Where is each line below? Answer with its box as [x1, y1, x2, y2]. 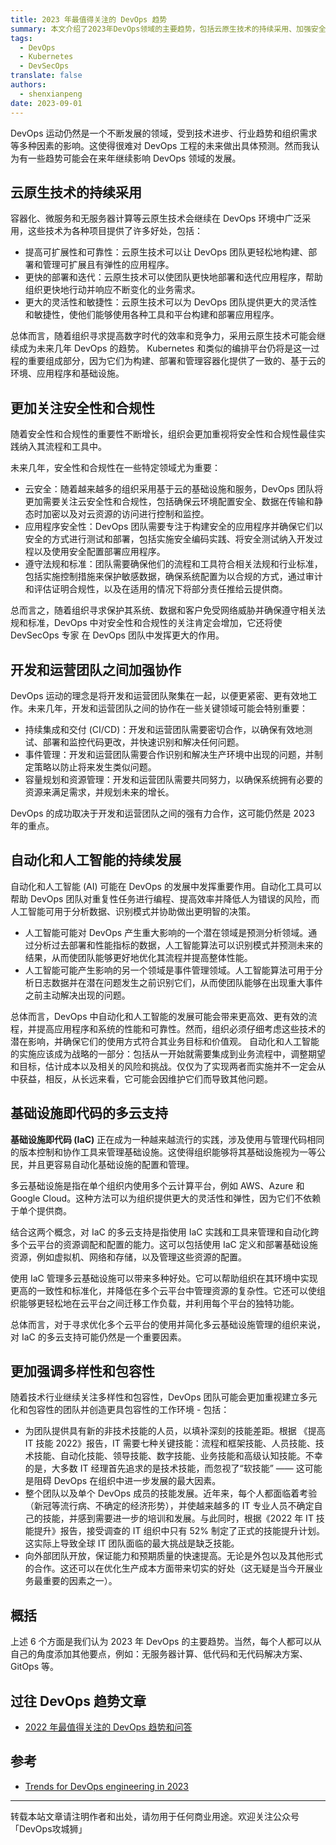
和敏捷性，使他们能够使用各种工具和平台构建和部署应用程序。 [24, 309, 280, 321]
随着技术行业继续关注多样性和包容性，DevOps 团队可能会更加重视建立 [10, 1391, 300, 1403]
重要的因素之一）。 [42, 1575, 118, 1587]
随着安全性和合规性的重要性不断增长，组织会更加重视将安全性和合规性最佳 [10, 428, 317, 440]
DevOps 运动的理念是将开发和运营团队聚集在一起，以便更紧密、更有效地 [10, 689, 309, 701]
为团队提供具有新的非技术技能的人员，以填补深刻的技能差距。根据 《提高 [24, 1425, 326, 1437]
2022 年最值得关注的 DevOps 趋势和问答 [24, 1721, 193, 1733]
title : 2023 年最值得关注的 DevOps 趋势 [10, 14, 168, 25]
